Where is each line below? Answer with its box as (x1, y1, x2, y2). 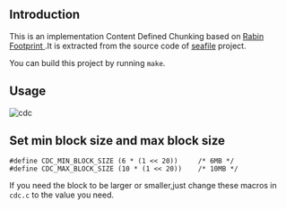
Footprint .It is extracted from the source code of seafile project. (9, 40, 247, 51)
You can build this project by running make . (9, 57, 166, 68)
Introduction (9, 7, 81, 22)
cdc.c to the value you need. (9, 189, 115, 200)
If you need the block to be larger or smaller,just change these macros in (9, 180, 278, 191)
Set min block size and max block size (9, 133, 226, 148)
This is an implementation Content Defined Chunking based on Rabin (9, 30, 264, 41)
